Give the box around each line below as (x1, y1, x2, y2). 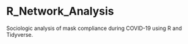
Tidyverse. (6, 31, 34, 38)
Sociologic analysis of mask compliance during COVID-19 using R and (6, 24, 182, 32)
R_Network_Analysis (6, 4, 114, 18)
